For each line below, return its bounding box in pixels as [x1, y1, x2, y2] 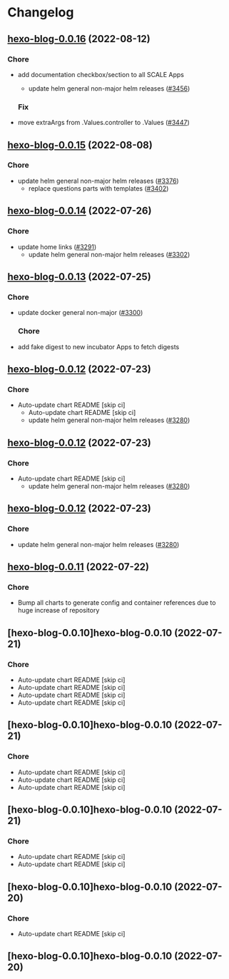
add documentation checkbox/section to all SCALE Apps [17, 70, 184, 79]
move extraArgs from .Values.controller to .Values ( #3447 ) [17, 119, 190, 127]
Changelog [7, 4, 74, 21]
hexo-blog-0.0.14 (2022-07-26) [7, 205, 152, 217]
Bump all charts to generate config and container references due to [17, 598, 216, 607]
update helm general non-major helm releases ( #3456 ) [28, 84, 190, 93]
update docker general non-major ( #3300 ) [17, 308, 143, 317]
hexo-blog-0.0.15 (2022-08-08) [7, 139, 153, 151]
